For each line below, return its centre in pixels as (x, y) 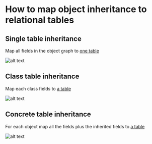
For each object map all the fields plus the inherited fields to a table (75, 126)
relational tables (40, 20)
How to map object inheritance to (76, 9)
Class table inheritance (42, 77)
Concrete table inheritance (48, 114)
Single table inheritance (43, 39)
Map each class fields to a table (38, 88)
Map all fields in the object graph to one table (52, 51)
